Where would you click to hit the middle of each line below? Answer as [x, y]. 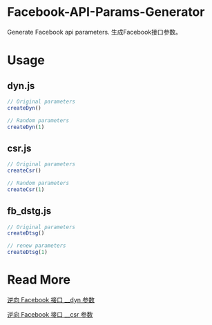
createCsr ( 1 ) [26, 189]
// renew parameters [37, 246]
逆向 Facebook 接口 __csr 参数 [50, 314]
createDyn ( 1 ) [26, 127]
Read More [39, 280]
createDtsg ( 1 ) [28, 253]
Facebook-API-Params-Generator [106, 12]
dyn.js [21, 86]
